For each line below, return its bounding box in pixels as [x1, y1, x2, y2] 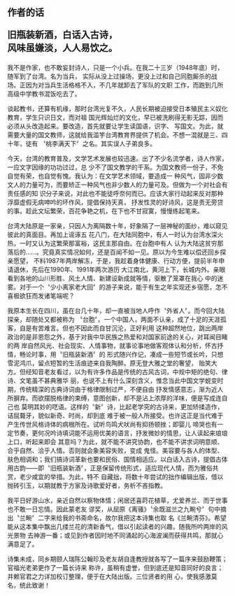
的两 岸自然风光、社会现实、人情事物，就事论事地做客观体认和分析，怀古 [7, 341, 218, 350]
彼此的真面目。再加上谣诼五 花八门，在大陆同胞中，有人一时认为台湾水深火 [7, 230, 224, 239]
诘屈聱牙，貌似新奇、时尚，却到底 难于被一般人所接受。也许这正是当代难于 [7, 411, 224, 420]
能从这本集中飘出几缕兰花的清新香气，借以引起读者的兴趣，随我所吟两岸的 [7, 523, 222, 531]
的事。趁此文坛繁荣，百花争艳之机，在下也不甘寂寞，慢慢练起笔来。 [7, 207, 204, 215]
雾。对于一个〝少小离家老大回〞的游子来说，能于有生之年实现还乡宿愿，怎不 [7, 283, 228, 292]
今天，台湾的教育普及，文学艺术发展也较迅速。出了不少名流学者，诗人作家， [7, 155, 228, 163]
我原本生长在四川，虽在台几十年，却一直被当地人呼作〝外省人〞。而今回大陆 [7, 306, 225, 315]
